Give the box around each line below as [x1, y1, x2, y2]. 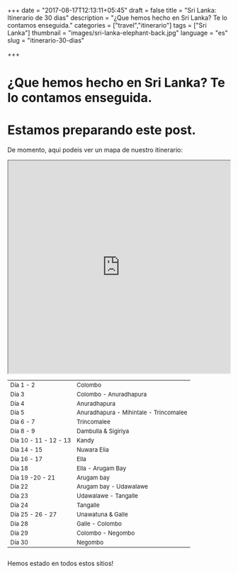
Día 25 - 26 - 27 [10, 511, 57, 518]
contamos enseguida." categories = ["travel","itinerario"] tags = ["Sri [7, 21, 207, 29]
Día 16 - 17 [10, 455, 42, 463]
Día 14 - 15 [10, 445, 42, 453]
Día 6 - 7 [10, 418, 35, 426]
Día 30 [10, 538, 28, 546]
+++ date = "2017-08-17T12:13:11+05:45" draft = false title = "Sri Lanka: [7, 6, 217, 14]
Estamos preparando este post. [7, 122, 196, 138]
